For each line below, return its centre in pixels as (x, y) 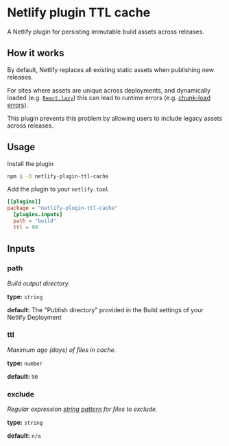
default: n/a (24, 436)
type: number (25, 363)
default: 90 (23, 376)
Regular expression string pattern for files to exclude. (82, 409)
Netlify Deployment (34, 317)
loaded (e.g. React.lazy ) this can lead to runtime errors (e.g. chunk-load (109, 97)
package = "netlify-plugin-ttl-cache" (62, 208)
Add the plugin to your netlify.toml (58, 189)
